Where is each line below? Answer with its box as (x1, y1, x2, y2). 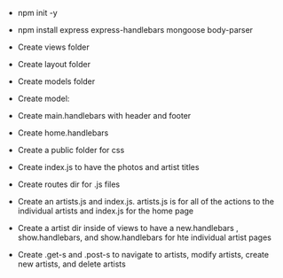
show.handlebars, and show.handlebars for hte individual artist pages (17, 232, 272, 243)
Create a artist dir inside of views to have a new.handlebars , (17, 223, 240, 233)
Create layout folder (17, 59, 91, 69)
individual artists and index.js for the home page (17, 205, 194, 216)
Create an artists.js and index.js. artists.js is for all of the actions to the (17, 197, 275, 206)
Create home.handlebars (17, 127, 109, 138)
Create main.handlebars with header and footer (17, 111, 192, 120)
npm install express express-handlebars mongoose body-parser (17, 25, 254, 35)
